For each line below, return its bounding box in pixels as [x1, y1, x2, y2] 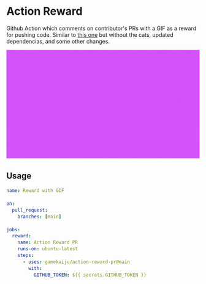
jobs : [6, 226, 20, 232]
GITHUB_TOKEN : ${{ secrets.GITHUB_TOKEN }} [33, 272, 147, 278]
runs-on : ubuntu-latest [17, 246, 78, 252]
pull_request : [12, 207, 48, 213]
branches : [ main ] [17, 213, 62, 220]
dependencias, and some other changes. [6, 37, 110, 45]
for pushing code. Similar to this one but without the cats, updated [6, 31, 174, 38]
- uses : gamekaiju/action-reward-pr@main [22, 259, 131, 265]
